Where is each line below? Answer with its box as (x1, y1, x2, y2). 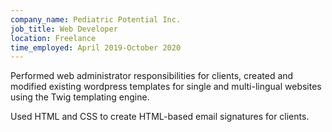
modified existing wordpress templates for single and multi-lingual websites (10, 81, 322, 93)
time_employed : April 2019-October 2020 (10, 42, 182, 53)
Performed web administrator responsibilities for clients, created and (10, 70, 294, 82)
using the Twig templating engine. (10, 91, 150, 103)
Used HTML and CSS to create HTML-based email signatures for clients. (10, 111, 310, 123)
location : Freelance (10, 33, 97, 43)
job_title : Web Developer (10, 24, 118, 34)
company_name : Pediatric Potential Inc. (10, 14, 182, 25)
